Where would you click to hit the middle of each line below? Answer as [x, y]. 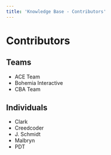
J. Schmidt [28, 134]
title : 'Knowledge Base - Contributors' [56, 11]
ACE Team [27, 77]
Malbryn [25, 141]
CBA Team [28, 89]
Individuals [27, 108]
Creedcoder [29, 128]
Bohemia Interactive [39, 83]
